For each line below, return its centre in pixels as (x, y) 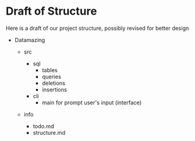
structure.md (49, 132)
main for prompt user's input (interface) (92, 103)
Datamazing (30, 40)
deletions (53, 83)
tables (50, 70)
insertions (54, 89)
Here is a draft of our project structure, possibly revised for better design (97, 28)
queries (52, 76)
